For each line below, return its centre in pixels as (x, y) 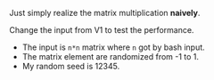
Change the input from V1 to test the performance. (102, 30)
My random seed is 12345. (71, 66)
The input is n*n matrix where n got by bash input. (113, 47)
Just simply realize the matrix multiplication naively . (105, 13)
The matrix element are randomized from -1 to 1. (110, 56)
